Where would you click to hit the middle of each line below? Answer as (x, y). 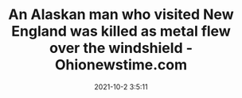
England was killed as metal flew (121, 31)
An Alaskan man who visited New (121, 15)
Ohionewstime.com (121, 65)
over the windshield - (121, 48)
